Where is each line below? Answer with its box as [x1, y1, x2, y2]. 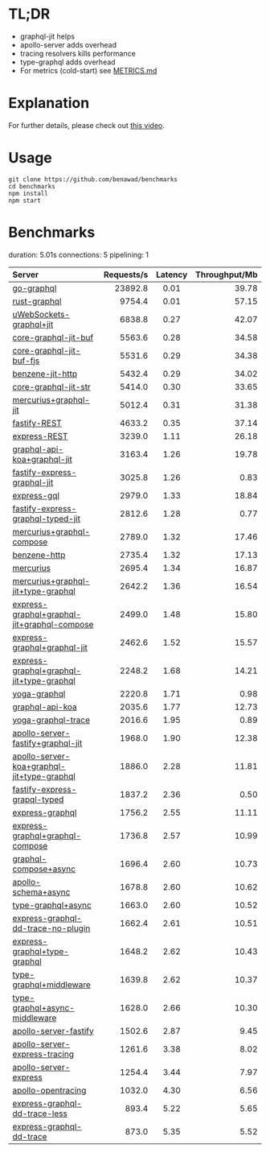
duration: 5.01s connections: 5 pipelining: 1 [8, 250, 149, 259]
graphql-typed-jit [12, 513, 80, 524]
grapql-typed [12, 794, 64, 805]
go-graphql [12, 283, 57, 294]
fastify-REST [12, 417, 62, 428]
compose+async [12, 863, 76, 874]
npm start [8, 196, 42, 205]
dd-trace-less [12, 1108, 68, 1119]
